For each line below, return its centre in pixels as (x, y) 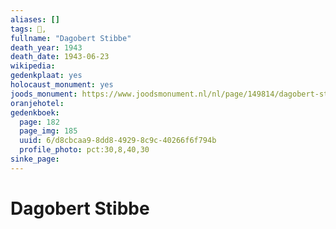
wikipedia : (33, 66)
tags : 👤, (28, 29)
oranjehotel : (37, 103)
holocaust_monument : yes (62, 85)
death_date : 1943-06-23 (60, 57)
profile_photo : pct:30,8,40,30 (84, 150)
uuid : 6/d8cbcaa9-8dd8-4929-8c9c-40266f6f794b (118, 141)
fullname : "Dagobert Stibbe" (71, 38)
